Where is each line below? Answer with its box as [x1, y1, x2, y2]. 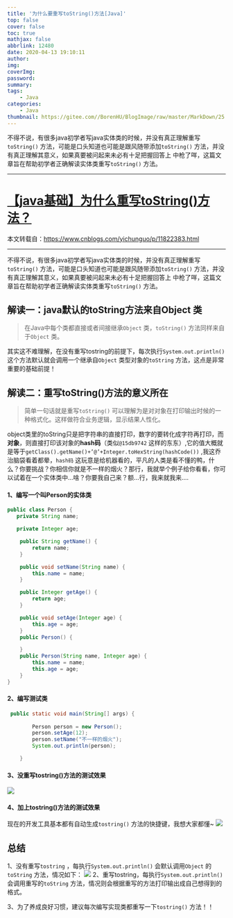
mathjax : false [7, 36, 51, 43]
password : [7, 74, 36, 82]
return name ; [32, 544, 70, 551]
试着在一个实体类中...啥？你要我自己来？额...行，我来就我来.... [12, 474, 189, 482]
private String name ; [16, 513, 79, 520]
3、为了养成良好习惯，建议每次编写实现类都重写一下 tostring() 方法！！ [7, 903, 214, 911]
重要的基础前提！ [7, 365, 56, 373]
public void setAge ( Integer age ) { [19, 614, 123, 621]
